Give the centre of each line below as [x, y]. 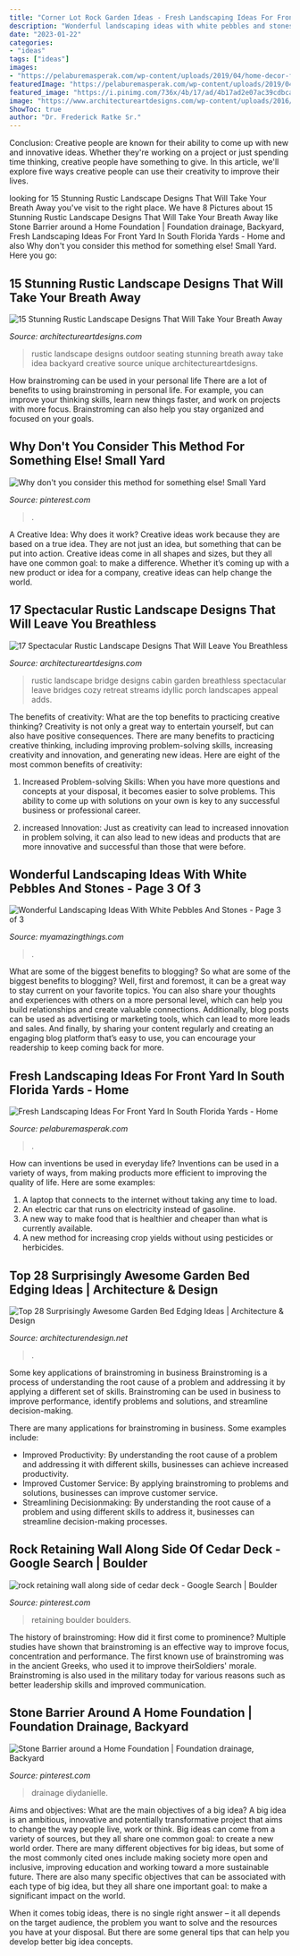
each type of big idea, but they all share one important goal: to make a [138, 1886]
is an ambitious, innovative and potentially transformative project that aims [146, 1819]
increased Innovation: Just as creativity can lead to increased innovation [155, 827]
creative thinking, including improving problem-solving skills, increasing [142, 745]
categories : [31, 43]
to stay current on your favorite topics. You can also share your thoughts [142, 991]
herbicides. [43, 1247]
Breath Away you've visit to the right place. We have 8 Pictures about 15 [142, 208]
